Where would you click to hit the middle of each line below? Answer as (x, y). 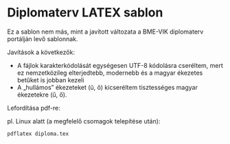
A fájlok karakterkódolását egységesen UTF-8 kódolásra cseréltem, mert (120, 65)
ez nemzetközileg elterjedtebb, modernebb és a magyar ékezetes (110, 73)
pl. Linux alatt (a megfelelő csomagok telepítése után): (84, 121)
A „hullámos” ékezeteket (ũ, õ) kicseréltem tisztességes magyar (107, 87)
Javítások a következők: (41, 52)
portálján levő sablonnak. (43, 38)
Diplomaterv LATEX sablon (85, 13)
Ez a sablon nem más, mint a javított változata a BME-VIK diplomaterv (105, 32)
